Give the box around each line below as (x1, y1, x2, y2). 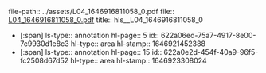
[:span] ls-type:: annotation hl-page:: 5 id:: (19, 31, 159, 40)
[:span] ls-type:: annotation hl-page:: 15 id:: (19, 48, 162, 56)
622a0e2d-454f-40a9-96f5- (163, 48, 259, 56)
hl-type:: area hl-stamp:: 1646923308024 (70, 56, 207, 65)
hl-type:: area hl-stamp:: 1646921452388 (70, 39, 205, 48)
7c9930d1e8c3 (19, 39, 69, 48)
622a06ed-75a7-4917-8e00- (160, 31, 256, 40)
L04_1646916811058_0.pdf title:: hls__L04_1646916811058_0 (8, 15, 203, 25)
